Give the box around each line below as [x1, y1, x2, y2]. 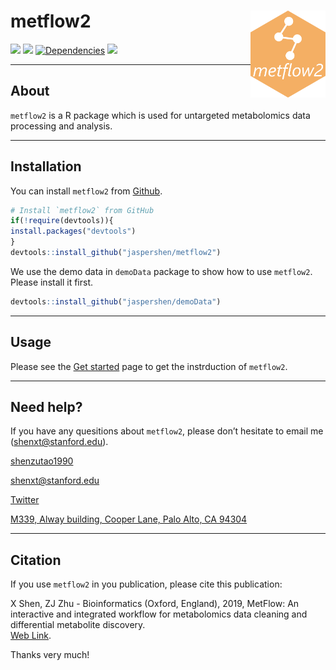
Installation [10, 158, 82, 175]
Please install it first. [10, 276, 94, 288]
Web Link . [10, 630, 52, 642]
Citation [10, 551, 62, 569]
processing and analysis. [10, 120, 113, 132]
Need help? [10, 399, 83, 416]
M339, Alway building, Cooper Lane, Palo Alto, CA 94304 [10, 513, 248, 525]
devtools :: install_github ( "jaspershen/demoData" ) [10, 296, 222, 307]
